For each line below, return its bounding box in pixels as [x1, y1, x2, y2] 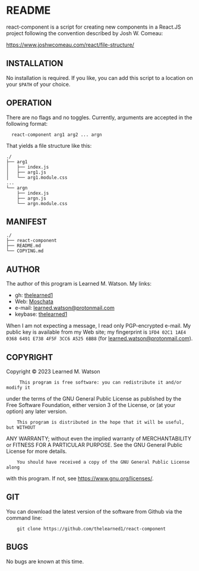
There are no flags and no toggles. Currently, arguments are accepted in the [6, 114, 193, 121]
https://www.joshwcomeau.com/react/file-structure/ [6, 41, 135, 48]
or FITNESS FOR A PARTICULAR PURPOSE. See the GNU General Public [6, 442, 183, 448]
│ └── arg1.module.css [6, 174, 68, 181]
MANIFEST [6, 216, 48, 226]
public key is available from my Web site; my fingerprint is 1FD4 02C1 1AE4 [6, 328, 186, 336]
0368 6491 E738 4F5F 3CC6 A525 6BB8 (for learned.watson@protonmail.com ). [6, 335, 193, 342]
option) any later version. [6, 408, 67, 415]
